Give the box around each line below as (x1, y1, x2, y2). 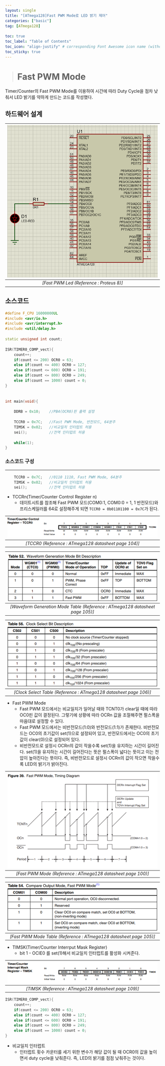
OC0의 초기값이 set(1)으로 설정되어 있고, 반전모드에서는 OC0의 (28, 731, 150, 737)
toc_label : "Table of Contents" (5, 39, 71, 44)
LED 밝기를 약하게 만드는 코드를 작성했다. (14, 94, 93, 100)
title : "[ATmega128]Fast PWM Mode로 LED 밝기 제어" (5, 13, 108, 18)
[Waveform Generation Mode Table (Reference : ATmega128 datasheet (10, 603, 155, 609)
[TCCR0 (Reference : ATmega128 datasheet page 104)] (25, 540, 140, 546)
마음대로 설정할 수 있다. (19, 718, 65, 724)
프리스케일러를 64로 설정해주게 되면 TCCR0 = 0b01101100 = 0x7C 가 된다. (19, 506, 159, 512)
